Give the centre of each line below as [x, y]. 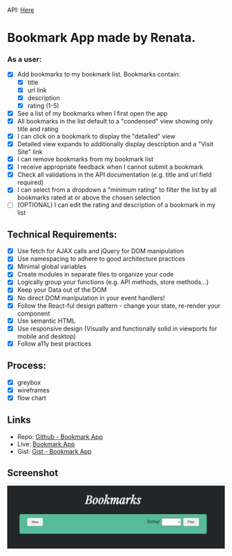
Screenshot [33, 473]
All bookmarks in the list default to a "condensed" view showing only [115, 121]
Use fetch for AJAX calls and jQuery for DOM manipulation [100, 251]
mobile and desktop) [46, 336]
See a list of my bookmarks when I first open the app [92, 113]
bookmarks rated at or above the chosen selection [89, 198]
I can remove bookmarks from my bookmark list [85, 159]
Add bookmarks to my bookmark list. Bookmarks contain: [99, 75]
